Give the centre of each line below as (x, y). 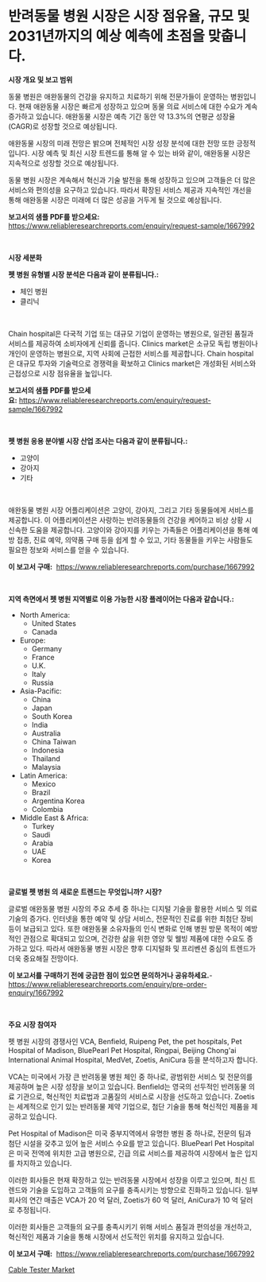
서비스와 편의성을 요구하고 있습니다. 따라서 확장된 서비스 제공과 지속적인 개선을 (130, 190)
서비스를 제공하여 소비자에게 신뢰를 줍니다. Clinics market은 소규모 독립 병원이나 (133, 344)
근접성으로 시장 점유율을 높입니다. (60, 373)
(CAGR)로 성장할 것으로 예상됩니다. (63, 126)
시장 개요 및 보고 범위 (40, 80)
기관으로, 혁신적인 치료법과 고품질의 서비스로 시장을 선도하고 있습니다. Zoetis (136, 1096)
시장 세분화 (25, 257)
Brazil (41, 792)
